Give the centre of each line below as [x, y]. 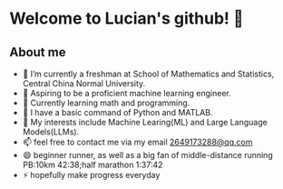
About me [38, 52]
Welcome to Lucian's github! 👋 [127, 19]
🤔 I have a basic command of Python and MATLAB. [117, 112]
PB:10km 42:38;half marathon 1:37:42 [93, 164]
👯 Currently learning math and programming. [106, 103]
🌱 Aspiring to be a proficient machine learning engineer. [127, 93]
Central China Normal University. [84, 84]
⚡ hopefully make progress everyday [91, 175]
